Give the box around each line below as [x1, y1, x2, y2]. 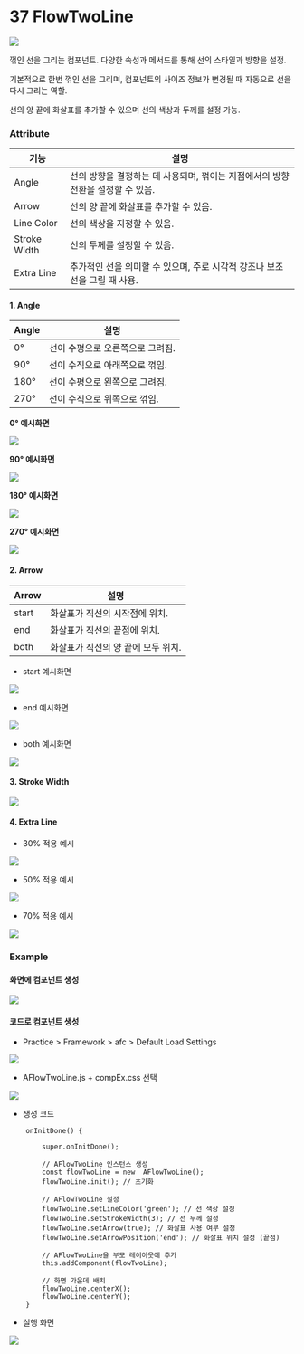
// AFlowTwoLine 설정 [42, 1195, 119, 1205]
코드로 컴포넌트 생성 [9, 1015, 80, 1026]
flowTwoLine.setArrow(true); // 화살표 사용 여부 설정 [42, 1224, 236, 1233]
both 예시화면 [22, 738, 72, 749]
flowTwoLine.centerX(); [42, 1284, 131, 1293]
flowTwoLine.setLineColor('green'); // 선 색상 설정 [42, 1205, 235, 1214]
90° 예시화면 [9, 454, 55, 465]
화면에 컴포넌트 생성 [9, 974, 80, 985]
